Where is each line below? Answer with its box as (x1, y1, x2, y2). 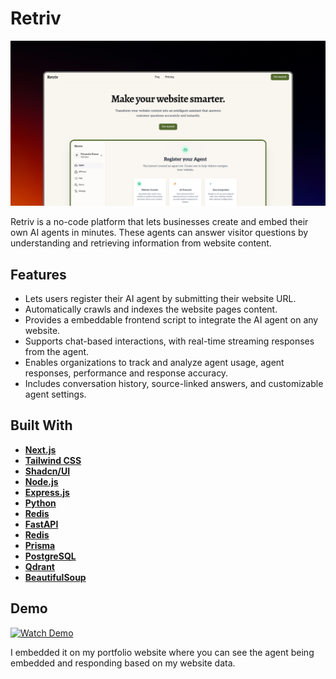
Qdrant (24, 560, 55, 572)
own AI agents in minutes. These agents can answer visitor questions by (10, 227, 309, 239)
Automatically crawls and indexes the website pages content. (24, 303, 278, 316)
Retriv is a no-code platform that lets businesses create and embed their (10, 216, 309, 228)
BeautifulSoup (24, 571, 87, 583)
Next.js (24, 443, 57, 456)
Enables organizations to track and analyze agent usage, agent (24, 357, 285, 369)
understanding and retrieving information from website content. (10, 237, 272, 249)
